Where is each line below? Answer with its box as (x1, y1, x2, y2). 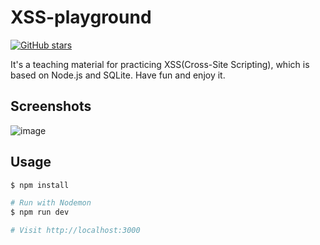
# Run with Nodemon (10, 198, 92, 208)
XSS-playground (10, 6, 152, 29)
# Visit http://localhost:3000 (10, 226, 141, 236)
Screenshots (10, 98, 92, 115)
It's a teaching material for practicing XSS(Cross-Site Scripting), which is (10, 58, 310, 70)
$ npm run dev (10, 207, 70, 218)
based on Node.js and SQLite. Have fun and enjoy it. (10, 69, 226, 81)
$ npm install (10, 180, 70, 190)
